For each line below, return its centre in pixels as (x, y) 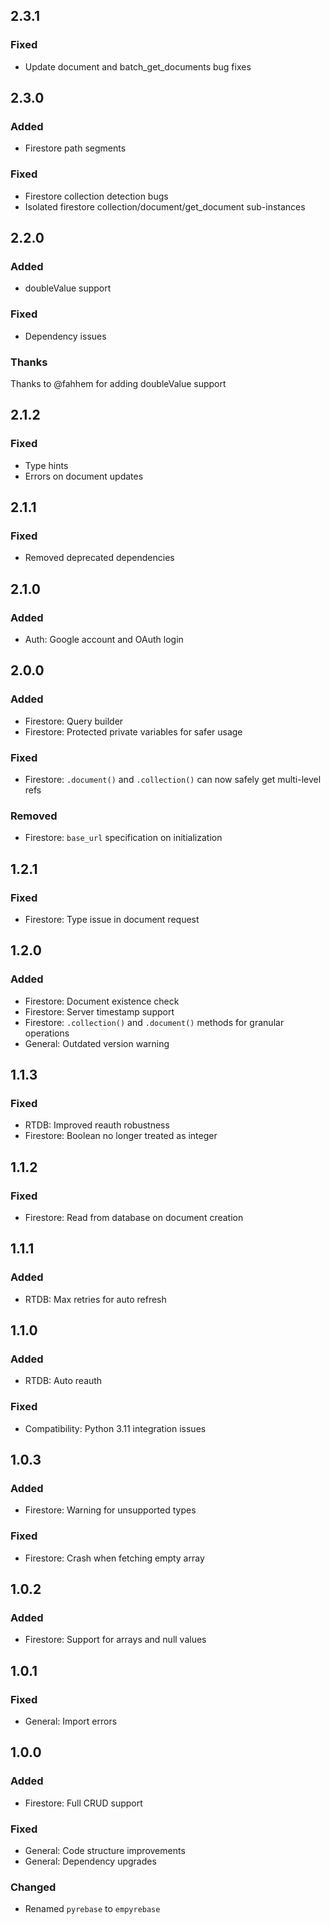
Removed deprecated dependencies (99, 558)
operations (47, 1033)
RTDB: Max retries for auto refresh (95, 1299)
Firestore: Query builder (74, 721)
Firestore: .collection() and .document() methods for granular (154, 1022)
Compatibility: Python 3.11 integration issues (115, 1428)
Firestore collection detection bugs (96, 196)
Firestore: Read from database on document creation (134, 1218)
